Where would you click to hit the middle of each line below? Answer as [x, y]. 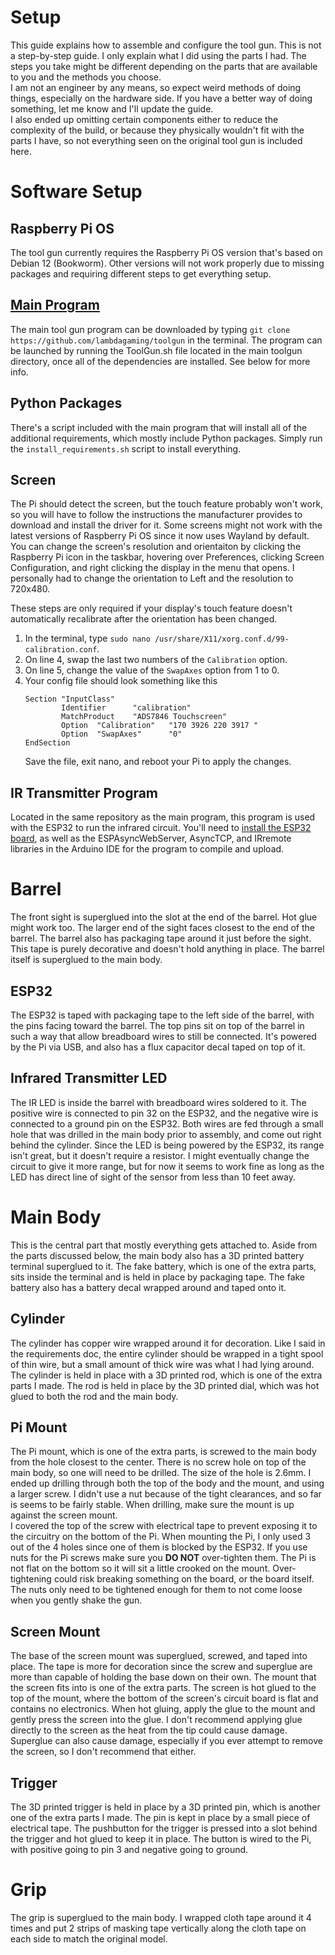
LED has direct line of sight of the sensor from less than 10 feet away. [153, 1177]
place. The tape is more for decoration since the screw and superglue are [161, 1667]
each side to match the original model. [89, 1938]
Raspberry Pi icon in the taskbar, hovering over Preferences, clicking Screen [167, 557]
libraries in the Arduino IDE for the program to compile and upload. [147, 849]
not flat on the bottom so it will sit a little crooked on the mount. [140, 1568]
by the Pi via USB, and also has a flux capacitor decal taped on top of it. [158, 1047]
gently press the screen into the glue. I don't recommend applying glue [156, 1720]
